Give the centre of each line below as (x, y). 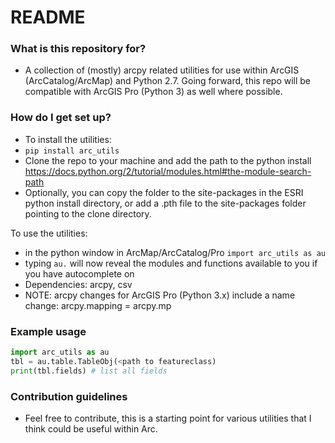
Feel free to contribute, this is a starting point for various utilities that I (168, 418)
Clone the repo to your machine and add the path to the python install (168, 160)
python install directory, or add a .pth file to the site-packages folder (165, 203)
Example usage (48, 331)
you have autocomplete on (79, 273)
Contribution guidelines (69, 396)
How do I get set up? (61, 118)
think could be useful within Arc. (91, 429)
